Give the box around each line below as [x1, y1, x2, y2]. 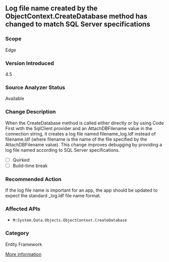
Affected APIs [5, 205, 41, 212]
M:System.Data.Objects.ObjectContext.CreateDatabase [12, 218, 127, 223]
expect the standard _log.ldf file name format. [5, 193, 101, 198]
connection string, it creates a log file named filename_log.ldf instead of [5, 130, 156, 137]
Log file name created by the [5, 4, 98, 13]
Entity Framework [5, 241, 42, 247]
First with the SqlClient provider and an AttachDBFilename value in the [5, 125, 153, 132]
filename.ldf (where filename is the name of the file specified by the [5, 136, 148, 142]
